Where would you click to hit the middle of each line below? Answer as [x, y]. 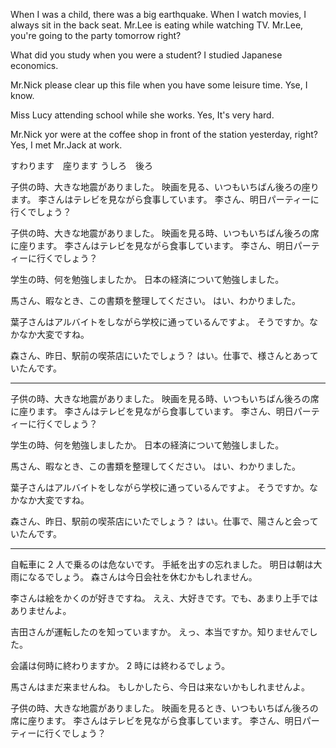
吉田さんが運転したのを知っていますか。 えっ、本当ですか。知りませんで [160, 632]
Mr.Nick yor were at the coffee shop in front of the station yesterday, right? [164, 134]
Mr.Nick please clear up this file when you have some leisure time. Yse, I [159, 85]
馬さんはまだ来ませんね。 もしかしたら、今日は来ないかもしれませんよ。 [160, 687]
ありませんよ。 [41, 610]
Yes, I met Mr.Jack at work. [66, 145]
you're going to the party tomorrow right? [96, 35]
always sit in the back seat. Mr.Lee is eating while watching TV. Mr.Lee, [157, 25]
